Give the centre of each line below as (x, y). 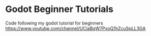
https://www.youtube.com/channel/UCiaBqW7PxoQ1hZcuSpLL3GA (75, 28)
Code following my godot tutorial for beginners (54, 23)
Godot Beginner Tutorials (59, 9)
